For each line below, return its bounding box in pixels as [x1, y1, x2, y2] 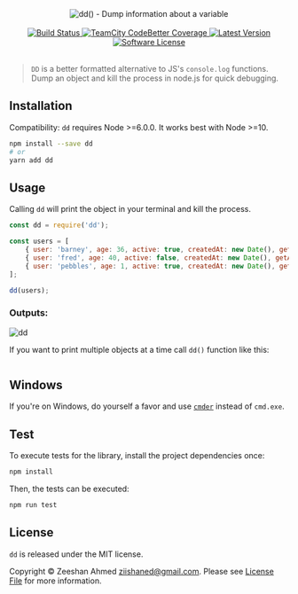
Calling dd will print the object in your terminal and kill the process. [9, 204, 251, 215]
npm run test [9, 501, 58, 510]
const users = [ [9, 237, 69, 246]
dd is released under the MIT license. [9, 549, 144, 559]
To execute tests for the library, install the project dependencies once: [9, 450, 265, 461]
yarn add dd [9, 155, 53, 165]
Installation [9, 98, 73, 113]
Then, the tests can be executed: [9, 483, 130, 495]
